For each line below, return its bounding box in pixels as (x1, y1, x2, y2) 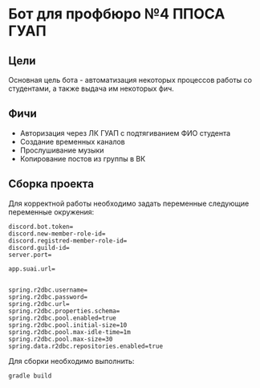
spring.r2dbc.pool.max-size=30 (8, 335, 113, 343)
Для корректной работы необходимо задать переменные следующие (8, 198, 250, 208)
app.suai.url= (8, 264, 56, 273)
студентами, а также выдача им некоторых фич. (8, 84, 174, 93)
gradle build (8, 371, 52, 380)
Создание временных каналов (19, 137, 126, 146)
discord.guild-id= (8, 243, 70, 251)
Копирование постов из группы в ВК (19, 153, 146, 163)
